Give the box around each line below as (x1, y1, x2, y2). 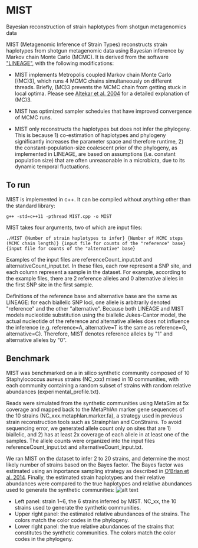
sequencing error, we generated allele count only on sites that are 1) (6, 425, 171, 432)
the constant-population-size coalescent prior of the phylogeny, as (14, 144, 178, 151)
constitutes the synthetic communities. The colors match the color (14, 529, 176, 536)
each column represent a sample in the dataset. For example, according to (6, 268, 187, 275)
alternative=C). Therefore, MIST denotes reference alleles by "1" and (6, 330, 173, 337)
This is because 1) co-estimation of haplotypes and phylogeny (14, 131, 166, 139)
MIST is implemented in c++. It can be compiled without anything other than (6, 195, 191, 203)
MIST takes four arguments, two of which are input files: (6, 224, 143, 231)
